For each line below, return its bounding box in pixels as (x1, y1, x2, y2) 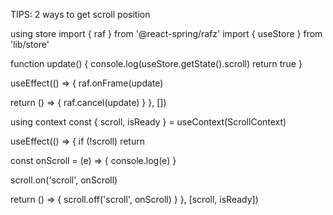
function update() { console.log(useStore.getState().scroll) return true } (10, 58, 303, 69)
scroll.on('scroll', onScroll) (10, 174, 118, 186)
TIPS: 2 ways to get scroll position (10, 9, 151, 20)
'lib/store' (10, 39, 50, 50)
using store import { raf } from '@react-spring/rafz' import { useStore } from (10, 28, 323, 39)
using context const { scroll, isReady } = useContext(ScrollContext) (10, 116, 287, 128)
